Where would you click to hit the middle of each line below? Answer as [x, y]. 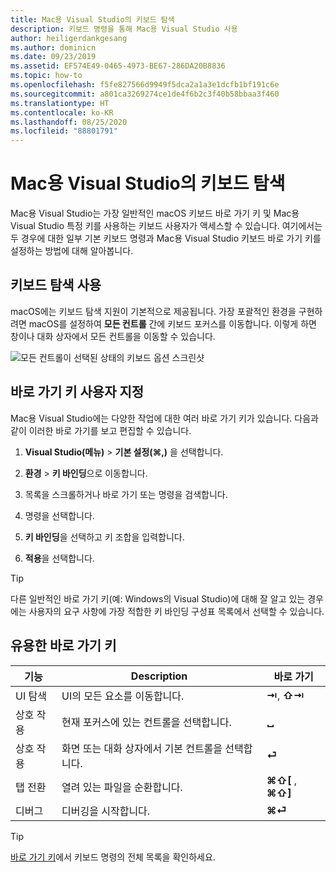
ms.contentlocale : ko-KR [62, 112]
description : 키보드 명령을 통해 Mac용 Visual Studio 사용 [124, 29]
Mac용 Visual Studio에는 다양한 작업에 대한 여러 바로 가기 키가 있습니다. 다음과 [164, 418]
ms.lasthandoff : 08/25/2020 [69, 122]
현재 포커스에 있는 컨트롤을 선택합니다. [146, 722]
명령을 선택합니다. [59, 515]
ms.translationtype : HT [60, 103]
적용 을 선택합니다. [59, 558]
